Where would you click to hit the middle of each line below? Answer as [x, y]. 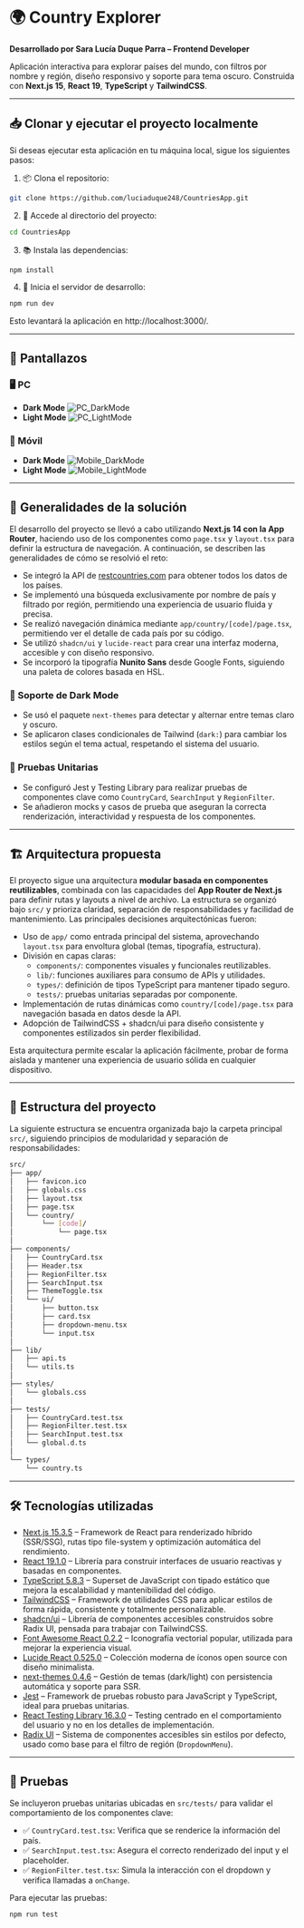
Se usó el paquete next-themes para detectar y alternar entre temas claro [158, 715]
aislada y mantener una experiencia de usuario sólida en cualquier [133, 1060]
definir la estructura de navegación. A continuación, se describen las [138, 549]
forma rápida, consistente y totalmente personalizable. [124, 1610]
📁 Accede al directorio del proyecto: [90, 215]
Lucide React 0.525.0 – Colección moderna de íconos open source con [155, 1658]
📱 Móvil [26, 441]
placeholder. [46, 1861]
